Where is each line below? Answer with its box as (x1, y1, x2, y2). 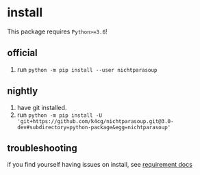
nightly (7, 85, 38, 97)
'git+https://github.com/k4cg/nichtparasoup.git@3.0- (16, 118, 174, 124)
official (7, 47, 38, 59)
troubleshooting (7, 142, 77, 154)
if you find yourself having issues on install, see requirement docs (7, 161, 193, 169)
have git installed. (16, 103, 67, 111)
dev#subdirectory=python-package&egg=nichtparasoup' (16, 124, 171, 131)
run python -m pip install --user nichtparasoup (16, 65, 158, 73)
